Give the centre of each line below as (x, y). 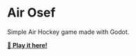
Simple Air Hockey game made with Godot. (68, 32)
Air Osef (31, 13)
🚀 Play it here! (27, 45)
